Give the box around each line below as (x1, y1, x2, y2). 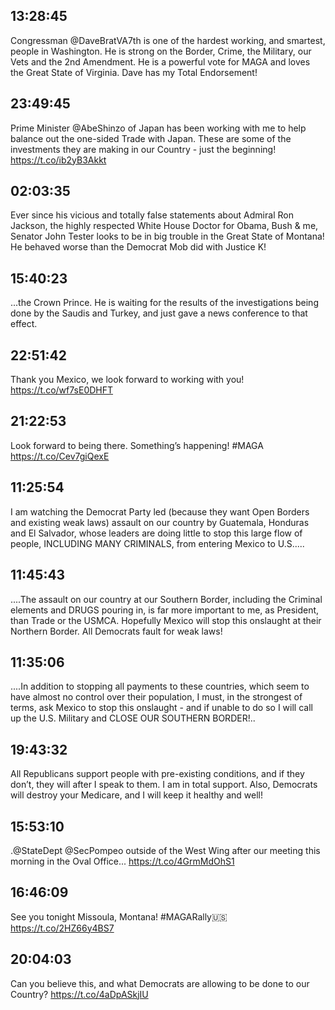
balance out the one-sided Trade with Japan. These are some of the (10, 132, 292, 144)
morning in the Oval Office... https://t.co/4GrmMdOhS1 (10, 855, 235, 867)
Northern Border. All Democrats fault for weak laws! (10, 625, 223, 637)
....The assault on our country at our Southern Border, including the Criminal (10, 593, 323, 605)
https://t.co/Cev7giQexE (10, 450, 110, 462)
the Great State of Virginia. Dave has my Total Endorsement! (10, 66, 258, 78)
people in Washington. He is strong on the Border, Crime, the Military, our (10, 45, 312, 57)
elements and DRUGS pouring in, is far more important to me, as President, (10, 604, 320, 616)
